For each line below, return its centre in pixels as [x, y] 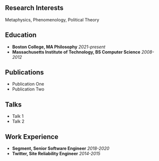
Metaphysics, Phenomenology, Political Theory [52, 19]
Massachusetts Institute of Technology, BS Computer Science [76, 52]
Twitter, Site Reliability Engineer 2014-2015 [56, 154]
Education [21, 35]
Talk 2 [18, 122]
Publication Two [28, 89]
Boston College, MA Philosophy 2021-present [59, 47]
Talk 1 [18, 116]
